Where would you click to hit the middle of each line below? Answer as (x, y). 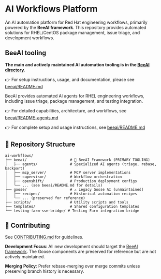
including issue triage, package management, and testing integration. (74, 101)
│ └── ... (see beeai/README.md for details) (54, 185)
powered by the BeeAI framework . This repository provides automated (76, 27)
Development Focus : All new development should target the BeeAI (72, 247)
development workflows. (30, 38)
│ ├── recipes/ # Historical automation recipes (71, 194)
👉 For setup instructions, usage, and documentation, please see (70, 79)
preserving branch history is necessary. (44, 271)
